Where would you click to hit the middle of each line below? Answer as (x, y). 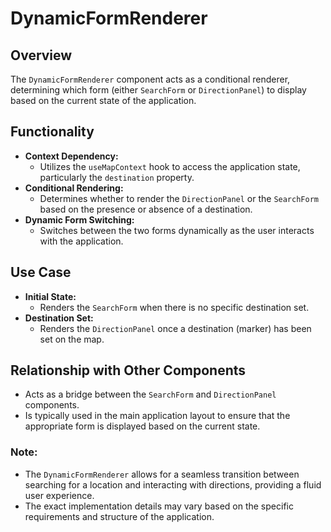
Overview (41, 55)
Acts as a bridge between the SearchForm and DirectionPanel (150, 394)
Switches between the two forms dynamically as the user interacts (177, 230)
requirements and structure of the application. (119, 516)
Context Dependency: (71, 156)
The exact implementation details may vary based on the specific (159, 506)
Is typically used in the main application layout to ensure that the (157, 416)
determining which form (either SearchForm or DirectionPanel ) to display (158, 90)
